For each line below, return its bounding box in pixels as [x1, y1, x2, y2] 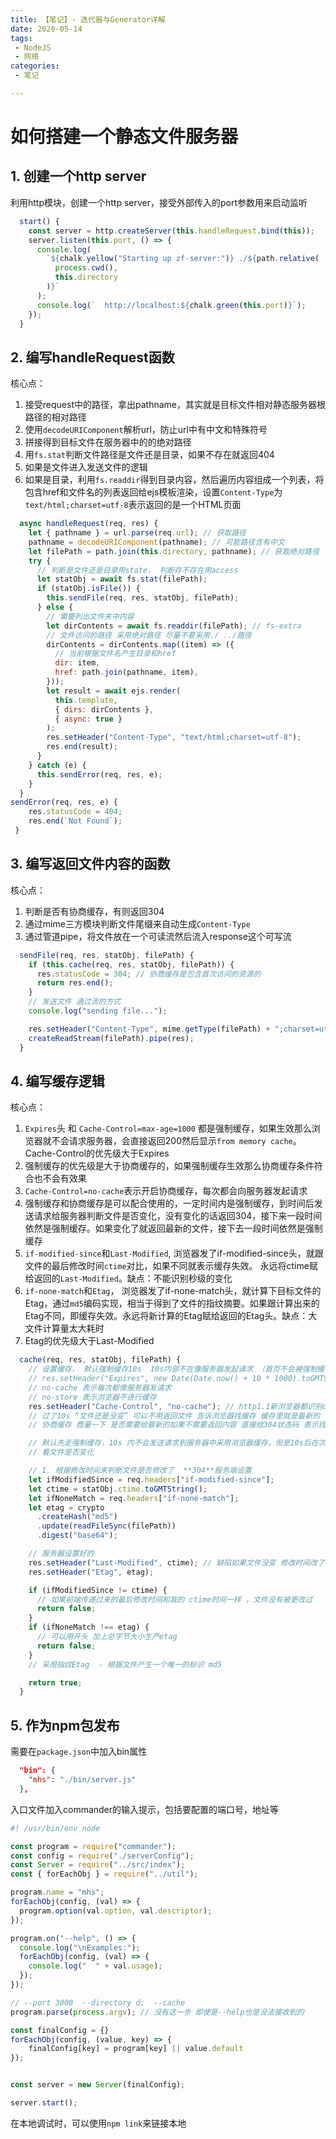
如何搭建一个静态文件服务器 [10, 126, 239, 148]
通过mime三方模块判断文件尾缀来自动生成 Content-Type [24, 917, 251, 930]
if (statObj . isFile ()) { [36, 584, 141, 594]
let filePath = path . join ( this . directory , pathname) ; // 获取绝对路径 [28, 546, 320, 556]
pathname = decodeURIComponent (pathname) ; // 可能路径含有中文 [28, 537, 285, 547]
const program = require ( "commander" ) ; [10, 1841, 177, 1851]
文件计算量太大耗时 [24, 1322, 105, 1335]
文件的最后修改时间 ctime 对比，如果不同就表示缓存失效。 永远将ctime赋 [24, 1260, 318, 1272]
